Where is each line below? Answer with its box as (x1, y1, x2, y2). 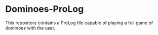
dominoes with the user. (5, 25, 56, 31)
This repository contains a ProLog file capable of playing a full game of (5, 20, 153, 26)
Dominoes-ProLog (5, 3, 84, 15)
